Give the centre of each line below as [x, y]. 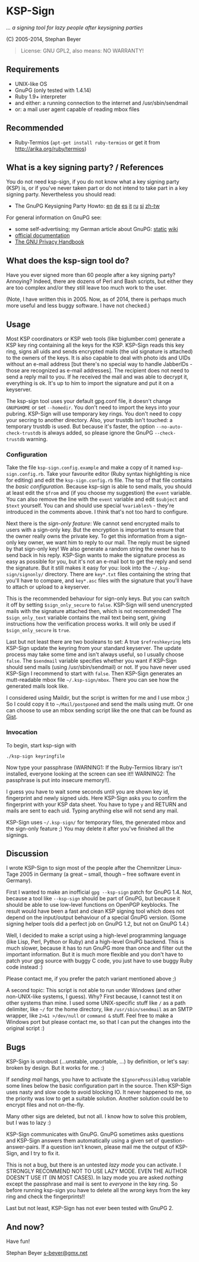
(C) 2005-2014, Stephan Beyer [44, 39]
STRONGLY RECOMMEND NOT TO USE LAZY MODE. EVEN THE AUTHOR [97, 1171]
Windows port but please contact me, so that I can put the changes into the [99, 1022]
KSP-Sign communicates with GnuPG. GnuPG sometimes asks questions [95, 1134]
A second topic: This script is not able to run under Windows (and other [94, 990]
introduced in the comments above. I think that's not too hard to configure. [97, 512]
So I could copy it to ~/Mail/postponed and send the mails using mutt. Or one [100, 704]
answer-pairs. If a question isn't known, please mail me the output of [90, 1147]
